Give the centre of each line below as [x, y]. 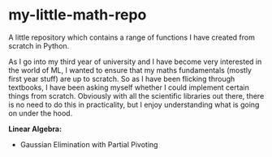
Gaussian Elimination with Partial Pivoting [89, 144]
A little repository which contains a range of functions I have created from [132, 37]
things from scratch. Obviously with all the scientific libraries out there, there [136, 95]
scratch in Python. [39, 45]
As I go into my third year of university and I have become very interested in [135, 62]
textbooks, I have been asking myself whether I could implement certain [129, 87]
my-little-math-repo [78, 15]
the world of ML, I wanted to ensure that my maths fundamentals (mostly [130, 70]
